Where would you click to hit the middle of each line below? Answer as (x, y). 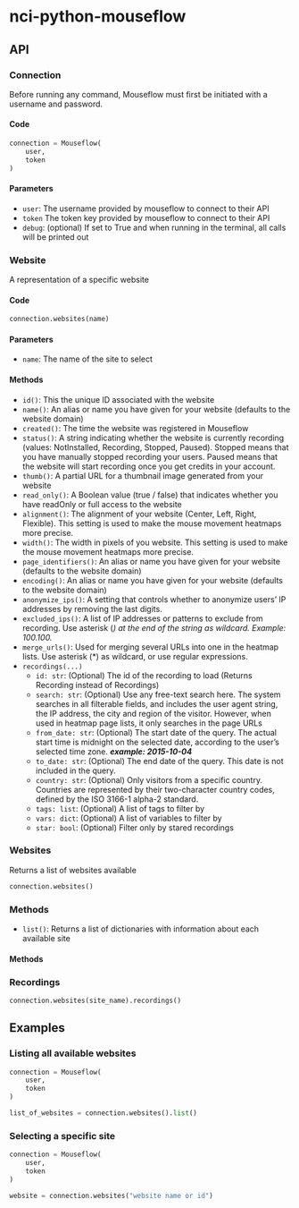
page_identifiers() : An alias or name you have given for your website (151, 561)
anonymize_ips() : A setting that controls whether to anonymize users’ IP (154, 599)
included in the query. (75, 770)
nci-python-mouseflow (98, 17)
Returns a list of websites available (73, 870)
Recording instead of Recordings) (97, 685)
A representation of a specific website (79, 280)
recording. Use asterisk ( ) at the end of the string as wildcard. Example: (154, 627)
